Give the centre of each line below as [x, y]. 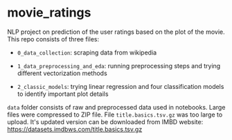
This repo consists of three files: [53, 39]
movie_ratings [49, 13]
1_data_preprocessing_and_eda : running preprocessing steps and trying [119, 66]
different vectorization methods [62, 73]
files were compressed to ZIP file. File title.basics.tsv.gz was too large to [115, 114]
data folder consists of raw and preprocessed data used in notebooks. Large [116, 107]
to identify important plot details [63, 94]
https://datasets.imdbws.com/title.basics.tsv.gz [75, 129]
